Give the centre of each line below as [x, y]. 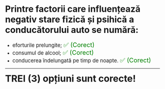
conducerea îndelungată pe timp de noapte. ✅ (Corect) [82, 60]
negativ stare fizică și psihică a [69, 19]
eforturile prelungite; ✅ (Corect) [53, 44]
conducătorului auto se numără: [72, 30]
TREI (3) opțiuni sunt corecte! [70, 78]
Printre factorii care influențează [73, 9]
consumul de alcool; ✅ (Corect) [53, 52]
